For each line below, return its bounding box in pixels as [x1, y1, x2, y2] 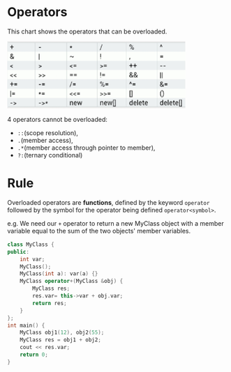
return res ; [32, 300, 68, 307]
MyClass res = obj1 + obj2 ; [20, 336, 101, 343]
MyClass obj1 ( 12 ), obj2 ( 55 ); [20, 329, 105, 336]
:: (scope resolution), [17, 128, 79, 137]
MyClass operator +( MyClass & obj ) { [20, 278, 124, 285]
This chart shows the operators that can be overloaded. [7, 27, 167, 36]
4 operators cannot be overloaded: [7, 115, 108, 123]
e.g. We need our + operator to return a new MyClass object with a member [7, 219, 225, 227]
